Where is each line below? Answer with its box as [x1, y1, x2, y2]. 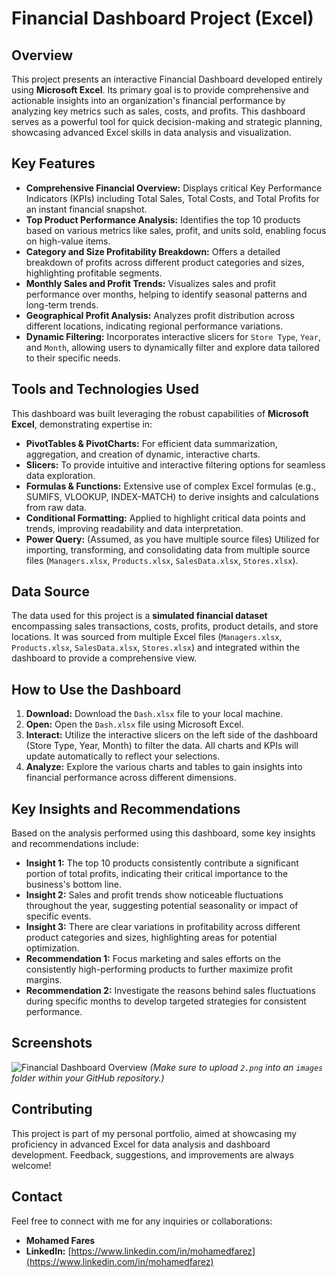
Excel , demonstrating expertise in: [11, 418, 153, 430]
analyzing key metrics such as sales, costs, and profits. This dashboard [11, 105, 306, 117]
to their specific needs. [25, 352, 121, 364]
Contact [11, 1188, 63, 1206]
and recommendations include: [11, 838, 139, 850]
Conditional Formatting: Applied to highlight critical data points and [25, 512, 306, 524]
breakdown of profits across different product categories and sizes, [25, 256, 305, 268]
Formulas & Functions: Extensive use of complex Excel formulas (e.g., [25, 480, 317, 492]
